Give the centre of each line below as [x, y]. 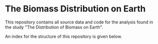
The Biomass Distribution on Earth [75, 9]
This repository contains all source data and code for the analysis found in [79, 22]
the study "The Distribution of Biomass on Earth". [54, 27]
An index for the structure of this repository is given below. [63, 36]
